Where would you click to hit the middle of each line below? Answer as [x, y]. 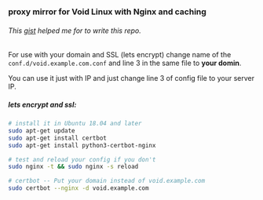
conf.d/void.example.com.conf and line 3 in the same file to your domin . [125, 63]
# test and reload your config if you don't [82, 159]
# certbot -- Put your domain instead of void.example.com [107, 181]
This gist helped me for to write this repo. [75, 31]
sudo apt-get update [42, 131]
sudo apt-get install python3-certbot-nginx [82, 145]
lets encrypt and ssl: [42, 104]
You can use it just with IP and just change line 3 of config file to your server [131, 78]
